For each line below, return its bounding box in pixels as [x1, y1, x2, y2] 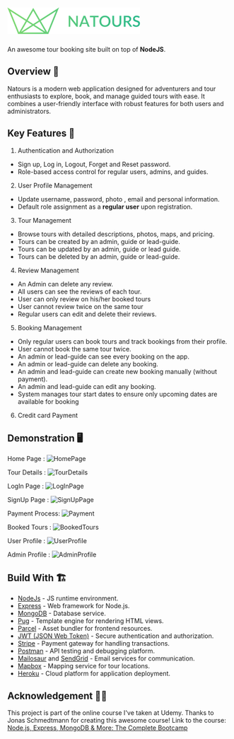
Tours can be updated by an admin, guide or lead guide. [17, 245, 182, 253]
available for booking [17, 397, 79, 406]
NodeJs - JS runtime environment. [17, 594, 119, 603]
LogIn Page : [7, 482, 45, 491]
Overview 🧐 [7, 66, 59, 78]
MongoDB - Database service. [17, 609, 106, 618]
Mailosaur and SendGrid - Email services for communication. [17, 654, 195, 663]
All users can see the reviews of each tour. [17, 287, 142, 296]
